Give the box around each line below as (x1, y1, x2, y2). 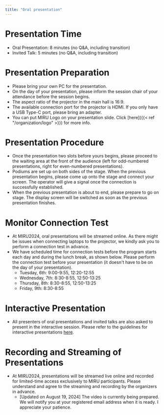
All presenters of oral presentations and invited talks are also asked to (12, 319, 153, 325)
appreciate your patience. (19, 404, 72, 410)
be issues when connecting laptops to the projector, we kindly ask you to (12, 238, 160, 244)
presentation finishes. (12, 200, 56, 206)
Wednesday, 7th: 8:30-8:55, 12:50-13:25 (19, 275, 101, 281)
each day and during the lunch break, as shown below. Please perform (12, 254, 155, 260)
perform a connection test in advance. (12, 244, 90, 250)
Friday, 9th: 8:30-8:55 (19, 285, 64, 291)
